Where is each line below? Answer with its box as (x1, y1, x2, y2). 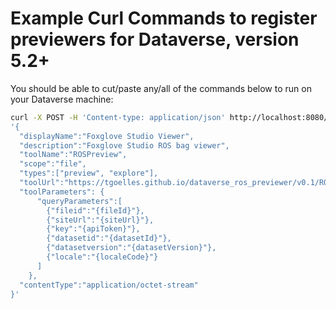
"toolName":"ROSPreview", (19, 150, 128, 160)
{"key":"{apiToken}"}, (46, 224, 141, 234)
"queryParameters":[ (36, 196, 123, 206)
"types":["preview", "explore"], (19, 168, 159, 179)
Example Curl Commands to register (10, 7, 318, 30)
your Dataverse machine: (10, 93, 114, 105)
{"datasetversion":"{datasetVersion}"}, (46, 243, 217, 253)
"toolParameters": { (19, 187, 105, 197)
